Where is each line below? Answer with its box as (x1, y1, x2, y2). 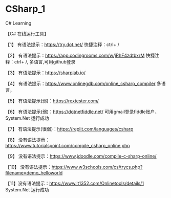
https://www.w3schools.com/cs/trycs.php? (51, 164, 143, 170)
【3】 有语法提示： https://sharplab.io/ (5, 70, 86, 76)
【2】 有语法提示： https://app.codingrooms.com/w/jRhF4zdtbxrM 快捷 (5, 52, 155, 58)
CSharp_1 (5, 3, 46, 15)
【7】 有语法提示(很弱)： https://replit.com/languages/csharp (5, 126, 134, 132)
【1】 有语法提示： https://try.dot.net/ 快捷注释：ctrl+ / (5, 41, 119, 48)
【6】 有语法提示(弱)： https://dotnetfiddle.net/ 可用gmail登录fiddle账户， (5, 108, 160, 115)
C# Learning (5, 20, 32, 26)
